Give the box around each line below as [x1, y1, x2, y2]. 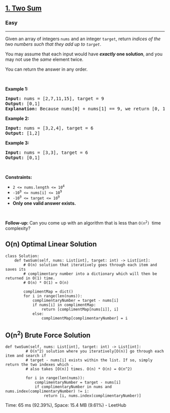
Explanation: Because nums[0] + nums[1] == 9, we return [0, [5, 106, 160, 111]
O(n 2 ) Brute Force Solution [5, 329, 91, 339]
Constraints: [5, 174, 32, 180]
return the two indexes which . [5, 362, 73, 367]
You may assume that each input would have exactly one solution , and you [5, 51, 163, 57]
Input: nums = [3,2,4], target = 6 [5, 125, 94, 131]
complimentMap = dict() [23, 289, 73, 294]
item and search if [5, 353, 47, 359]
